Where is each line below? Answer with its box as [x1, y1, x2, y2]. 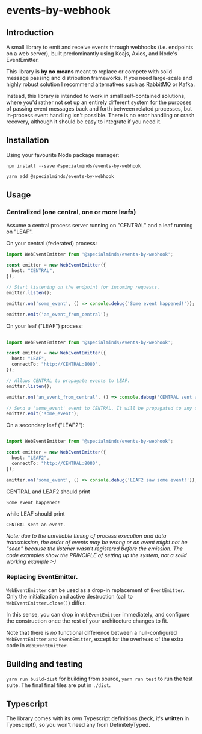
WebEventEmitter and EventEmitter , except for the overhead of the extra [6, 635, 184, 643]
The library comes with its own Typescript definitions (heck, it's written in [6, 715, 189, 722]
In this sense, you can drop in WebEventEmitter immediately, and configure [6, 611, 190, 618]
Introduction [6, 28, 54, 38]
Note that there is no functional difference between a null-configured [6, 629, 177, 636]
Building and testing [6, 659, 83, 670]
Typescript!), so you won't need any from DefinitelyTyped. [6, 721, 150, 729]
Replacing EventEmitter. [6, 573, 78, 581]
